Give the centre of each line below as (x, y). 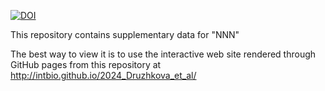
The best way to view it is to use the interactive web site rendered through (163, 54)
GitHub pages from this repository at (86, 64)
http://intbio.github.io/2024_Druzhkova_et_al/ (103, 75)
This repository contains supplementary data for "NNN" (125, 34)
